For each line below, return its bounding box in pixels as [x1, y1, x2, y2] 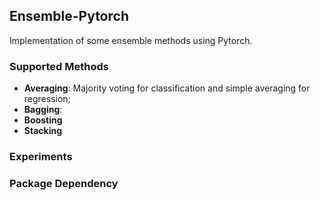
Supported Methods [9, 59, 110, 73]
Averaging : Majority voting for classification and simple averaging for [23, 82, 311, 94]
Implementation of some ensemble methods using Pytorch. [9, 34, 253, 46]
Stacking [23, 125, 63, 137]
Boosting [23, 114, 63, 126]
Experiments [9, 150, 73, 164]
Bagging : [23, 104, 63, 116]
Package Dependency [9, 176, 119, 190]
